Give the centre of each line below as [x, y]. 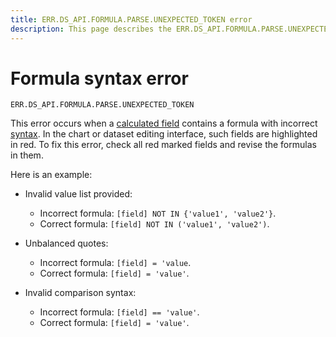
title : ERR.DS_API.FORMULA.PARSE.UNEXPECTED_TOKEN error [131, 19]
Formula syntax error [99, 78]
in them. [27, 155]
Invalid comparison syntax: [80, 293]
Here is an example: [51, 175]
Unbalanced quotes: [66, 243]
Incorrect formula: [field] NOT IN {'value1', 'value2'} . [158, 213]
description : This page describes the [91, 29]
